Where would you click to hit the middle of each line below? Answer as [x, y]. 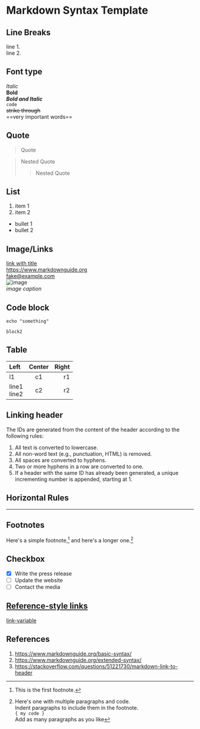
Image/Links [30, 249]
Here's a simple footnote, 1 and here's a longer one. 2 [70, 540]
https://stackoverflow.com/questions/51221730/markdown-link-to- [96, 666]
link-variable [21, 620]
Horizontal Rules [37, 498]
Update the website [39, 580]
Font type [24, 72]
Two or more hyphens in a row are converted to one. [79, 467]
